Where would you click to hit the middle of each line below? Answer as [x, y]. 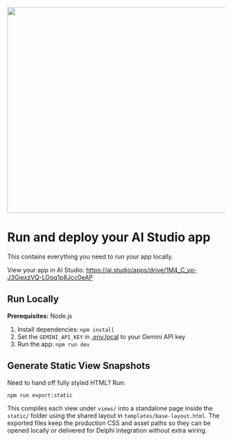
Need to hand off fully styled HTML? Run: [67, 382]
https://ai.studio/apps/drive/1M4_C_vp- [141, 270]
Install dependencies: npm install [66, 329]
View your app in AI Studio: [46, 270]
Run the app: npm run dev [53, 344]
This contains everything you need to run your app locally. [90, 257]
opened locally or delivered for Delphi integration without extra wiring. [107, 431]
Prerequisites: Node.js [40, 315]
